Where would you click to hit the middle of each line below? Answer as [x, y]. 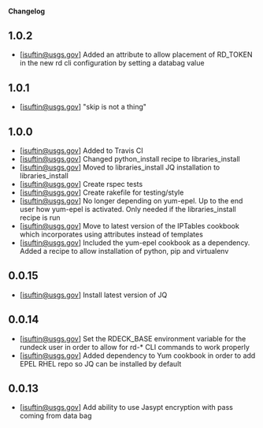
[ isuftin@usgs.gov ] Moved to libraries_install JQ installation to [120, 167]
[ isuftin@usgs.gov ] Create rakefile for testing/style [102, 192]
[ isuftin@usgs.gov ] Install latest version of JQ [93, 295]
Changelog [27, 11]
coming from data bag [56, 416]
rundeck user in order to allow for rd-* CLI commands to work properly [135, 347]
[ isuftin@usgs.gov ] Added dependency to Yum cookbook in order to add [137, 355]
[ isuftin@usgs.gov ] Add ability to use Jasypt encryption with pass [126, 408]
